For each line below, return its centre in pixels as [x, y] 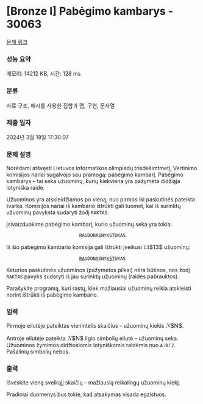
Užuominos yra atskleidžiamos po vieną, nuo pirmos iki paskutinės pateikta [101, 200]
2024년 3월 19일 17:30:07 [37, 137]
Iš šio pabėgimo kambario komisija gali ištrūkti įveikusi [74, 247]
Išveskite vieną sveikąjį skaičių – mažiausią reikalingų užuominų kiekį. [94, 382]
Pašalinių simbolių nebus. [38, 352]
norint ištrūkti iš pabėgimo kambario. [52, 295]
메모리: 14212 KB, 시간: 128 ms [44, 74]
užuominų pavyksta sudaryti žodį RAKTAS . [58, 212]
